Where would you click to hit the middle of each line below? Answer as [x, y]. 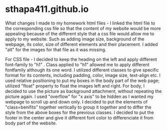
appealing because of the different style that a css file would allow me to [80, 33]
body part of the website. [31, 123]
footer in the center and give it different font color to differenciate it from [79, 117]
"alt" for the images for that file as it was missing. [56, 49]
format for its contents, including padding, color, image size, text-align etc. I [83, 75]
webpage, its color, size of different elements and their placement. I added [82, 44]
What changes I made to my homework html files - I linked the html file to [80, 23]
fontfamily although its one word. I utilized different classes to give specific [82, 70]
